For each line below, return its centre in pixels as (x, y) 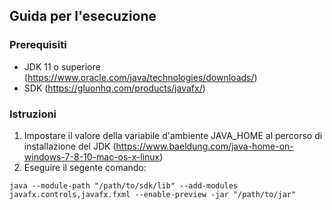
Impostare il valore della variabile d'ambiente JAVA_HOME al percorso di (173, 135)
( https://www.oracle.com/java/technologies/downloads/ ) (140, 77)
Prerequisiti (38, 45)
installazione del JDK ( (70, 146)
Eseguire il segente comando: (85, 167)
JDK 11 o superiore (62, 66)
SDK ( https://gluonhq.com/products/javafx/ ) (114, 88)
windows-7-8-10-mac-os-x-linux (92, 156)
